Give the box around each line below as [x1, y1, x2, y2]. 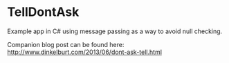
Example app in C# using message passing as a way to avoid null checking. [7, 27, 223, 35]
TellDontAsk [7, 4, 80, 20]
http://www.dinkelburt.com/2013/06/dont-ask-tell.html [7, 48, 163, 56]
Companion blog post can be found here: [7, 40, 125, 48]
